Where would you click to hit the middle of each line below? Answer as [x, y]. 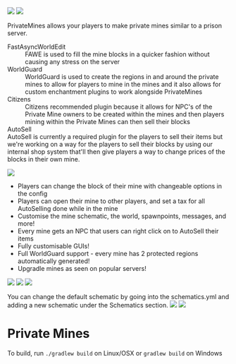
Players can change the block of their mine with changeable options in [119, 186]
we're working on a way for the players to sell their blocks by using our [110, 144]
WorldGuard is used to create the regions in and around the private [122, 77]
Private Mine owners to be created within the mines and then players [125, 114]
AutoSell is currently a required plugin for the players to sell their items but [115, 136]
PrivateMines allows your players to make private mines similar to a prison [115, 25]
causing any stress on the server [73, 62]
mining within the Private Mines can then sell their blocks [107, 122]
